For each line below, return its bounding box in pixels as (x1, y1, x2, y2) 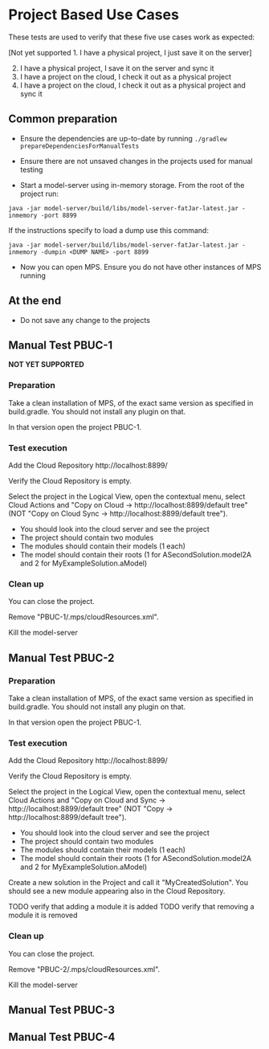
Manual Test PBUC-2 (8, 651, 115, 664)
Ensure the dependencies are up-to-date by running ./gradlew (19, 133, 227, 143)
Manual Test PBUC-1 (8, 338, 113, 352)
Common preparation (8, 112, 118, 126)
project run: (19, 189, 59, 198)
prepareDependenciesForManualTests (19, 142, 140, 150)
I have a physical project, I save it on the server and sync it (19, 63, 214, 73)
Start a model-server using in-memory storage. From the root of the (19, 180, 245, 190)
